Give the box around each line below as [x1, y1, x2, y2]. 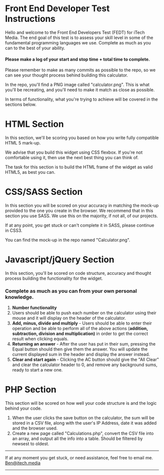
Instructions [5, 13, 56, 24]
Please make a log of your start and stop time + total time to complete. [5, 56, 150, 62]
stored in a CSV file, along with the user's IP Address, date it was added [12, 420, 157, 426]
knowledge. [5, 293, 34, 300]
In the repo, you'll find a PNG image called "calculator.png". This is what [5, 82, 150, 88]
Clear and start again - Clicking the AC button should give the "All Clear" [12, 357, 159, 363]
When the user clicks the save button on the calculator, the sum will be [12, 415, 155, 421]
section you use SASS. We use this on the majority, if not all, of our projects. [5, 213, 158, 219]
